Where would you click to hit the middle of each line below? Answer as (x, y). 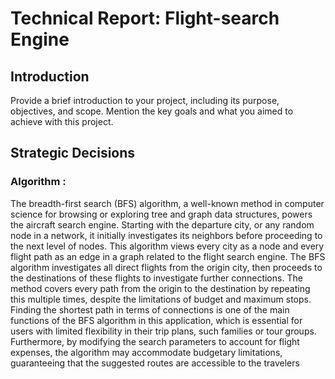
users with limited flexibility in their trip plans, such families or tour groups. (163, 331)
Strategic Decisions (73, 153)
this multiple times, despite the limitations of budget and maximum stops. (161, 299)
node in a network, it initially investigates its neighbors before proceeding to (166, 235)
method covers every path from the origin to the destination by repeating (160, 288)
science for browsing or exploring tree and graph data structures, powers (161, 214)
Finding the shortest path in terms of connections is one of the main (150, 309)
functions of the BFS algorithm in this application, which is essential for (156, 320)
